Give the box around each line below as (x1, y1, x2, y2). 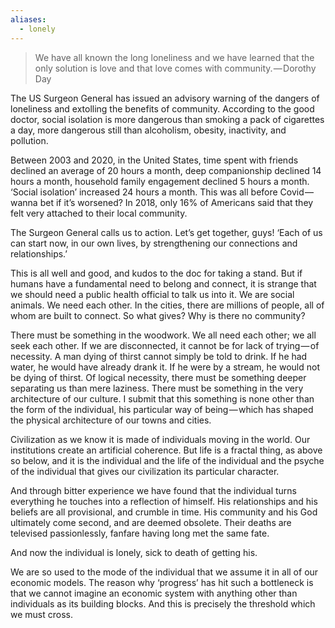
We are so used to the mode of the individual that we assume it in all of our (10, 566, 319, 578)
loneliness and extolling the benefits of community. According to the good (10, 102, 315, 115)
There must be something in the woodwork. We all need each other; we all (10, 329, 317, 341)
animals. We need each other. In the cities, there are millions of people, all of (10, 299, 325, 311)
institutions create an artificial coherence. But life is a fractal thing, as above (10, 444, 323, 456)
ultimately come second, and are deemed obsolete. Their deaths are (10, 516, 292, 528)
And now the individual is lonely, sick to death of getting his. (10, 546, 258, 558)
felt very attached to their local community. (10, 207, 188, 219)
